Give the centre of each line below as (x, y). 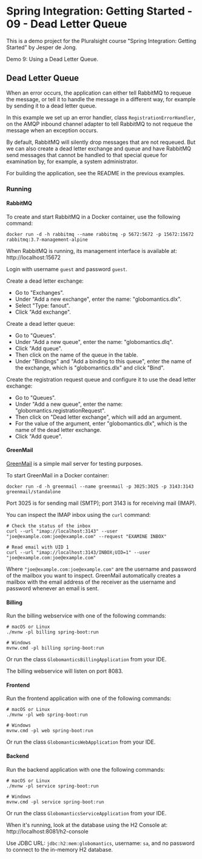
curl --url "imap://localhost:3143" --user (62, 531)
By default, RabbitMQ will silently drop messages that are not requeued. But (101, 142)
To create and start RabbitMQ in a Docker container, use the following (93, 217)
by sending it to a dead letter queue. (52, 106)
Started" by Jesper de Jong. (42, 47)
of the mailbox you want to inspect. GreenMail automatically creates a (93, 576)
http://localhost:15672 (34, 257)
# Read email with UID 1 (38, 547)
